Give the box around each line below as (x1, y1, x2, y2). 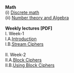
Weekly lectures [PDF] (5, 25, 53, 31)
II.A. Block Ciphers (5, 57, 42, 63)
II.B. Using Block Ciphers (5, 62, 55, 68)
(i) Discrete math (5, 9, 40, 15)
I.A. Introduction (5, 36, 37, 42)
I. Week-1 (5, 31, 24, 36)
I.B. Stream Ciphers (5, 41, 44, 47)
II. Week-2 (5, 52, 26, 58)
